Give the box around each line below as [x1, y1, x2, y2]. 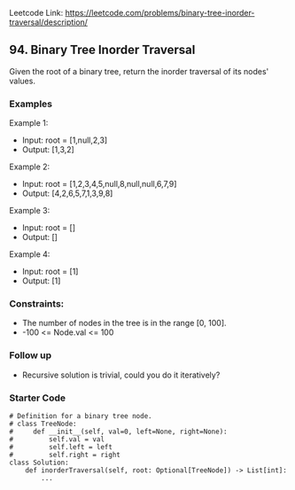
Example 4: [9, 249, 50, 260]
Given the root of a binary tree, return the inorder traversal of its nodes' [9, 66, 269, 76]
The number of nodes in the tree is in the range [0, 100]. [21, 318, 228, 329]
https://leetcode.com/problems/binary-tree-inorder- [65, 8, 255, 18]
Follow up [9, 349, 52, 362]
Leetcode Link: [9, 8, 64, 18]
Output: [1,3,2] [21, 144, 75, 155]
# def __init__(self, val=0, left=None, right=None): [9, 427, 228, 436]
